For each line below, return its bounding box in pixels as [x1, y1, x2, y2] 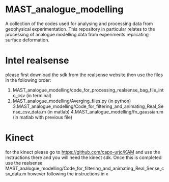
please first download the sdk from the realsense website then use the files [5, 72, 163, 78]
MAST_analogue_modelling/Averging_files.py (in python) [12, 98, 131, 104]
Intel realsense [5, 55, 69, 66]
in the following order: [5, 77, 51, 83]
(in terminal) [26, 92, 52, 98]
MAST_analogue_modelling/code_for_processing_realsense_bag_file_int [12, 87, 164, 93]
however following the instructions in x [27, 170, 108, 177]
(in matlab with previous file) [12, 114, 73, 120]
